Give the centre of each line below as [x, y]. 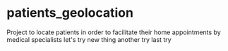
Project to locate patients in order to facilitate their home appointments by [114, 32]
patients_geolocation [70, 13]
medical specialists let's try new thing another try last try [89, 39]
